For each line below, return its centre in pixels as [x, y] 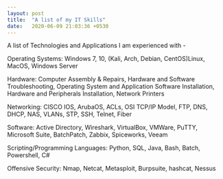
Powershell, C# [28, 155]
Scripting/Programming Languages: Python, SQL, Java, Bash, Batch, [104, 148]
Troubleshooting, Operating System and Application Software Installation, [111, 87]
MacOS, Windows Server [43, 66]
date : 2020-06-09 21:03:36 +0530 [58, 26]
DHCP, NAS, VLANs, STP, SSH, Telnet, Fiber [70, 114]
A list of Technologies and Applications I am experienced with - [97, 46]
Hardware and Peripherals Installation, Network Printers [86, 94]
